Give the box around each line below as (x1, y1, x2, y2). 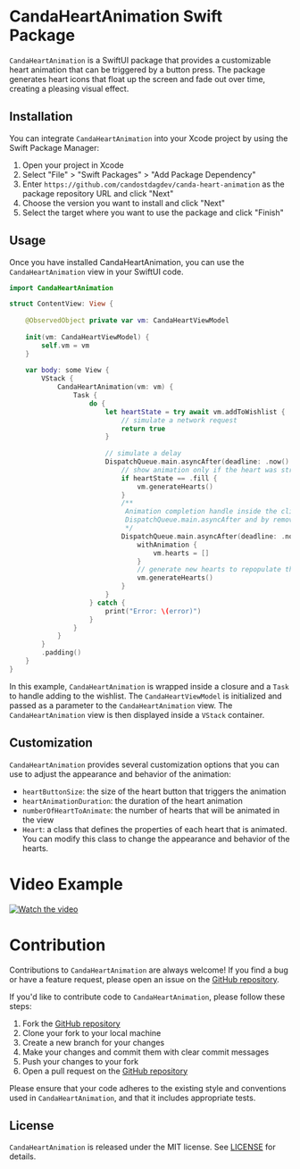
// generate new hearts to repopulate (137, 565, 281, 574)
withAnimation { (137, 540, 198, 549)
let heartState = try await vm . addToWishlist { (104, 407, 286, 416)
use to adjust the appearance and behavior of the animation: (9, 768, 232, 779)
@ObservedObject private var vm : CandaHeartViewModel (25, 316, 229, 325)
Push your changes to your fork (21, 1056, 139, 1066)
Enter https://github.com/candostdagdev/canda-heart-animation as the (21, 179, 286, 189)
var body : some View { (25, 366, 110, 375)
